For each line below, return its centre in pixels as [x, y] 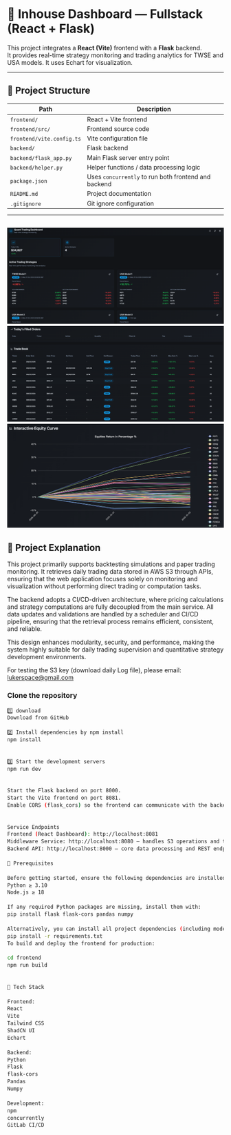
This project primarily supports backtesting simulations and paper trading [111, 564]
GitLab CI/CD [26, 1125]
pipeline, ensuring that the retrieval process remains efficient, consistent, [111, 622]
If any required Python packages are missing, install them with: [104, 907]
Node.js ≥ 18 [26, 892]
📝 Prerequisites [30, 863]
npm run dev [24, 769]
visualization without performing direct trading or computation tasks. [104, 586]
